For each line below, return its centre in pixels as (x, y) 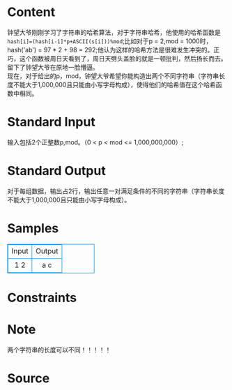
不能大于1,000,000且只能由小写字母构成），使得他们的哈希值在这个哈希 (114, 84)
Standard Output (56, 171)
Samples (33, 228)
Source (29, 378)
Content (31, 12)
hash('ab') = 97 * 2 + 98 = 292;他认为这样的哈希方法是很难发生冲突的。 (110, 50)
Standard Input (51, 122)
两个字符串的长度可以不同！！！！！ (59, 350)
